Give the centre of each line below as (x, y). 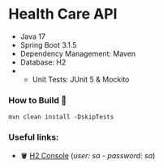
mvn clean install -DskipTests (61, 117)
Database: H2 (43, 62)
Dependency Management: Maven (78, 53)
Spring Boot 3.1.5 (48, 44)
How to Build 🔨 (38, 100)
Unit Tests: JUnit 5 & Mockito (81, 79)
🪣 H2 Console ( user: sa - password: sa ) (88, 155)
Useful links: (34, 137)
